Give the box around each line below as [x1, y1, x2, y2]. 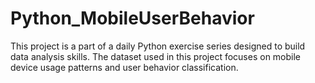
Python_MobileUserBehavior [10, 7, 255, 30]
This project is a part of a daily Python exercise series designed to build [10, 40, 306, 52]
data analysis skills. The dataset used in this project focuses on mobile [10, 50, 302, 62]
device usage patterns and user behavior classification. [10, 61, 239, 73]
